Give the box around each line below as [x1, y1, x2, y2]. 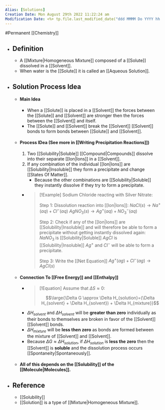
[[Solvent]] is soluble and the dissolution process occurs [27, 345, 143, 351]
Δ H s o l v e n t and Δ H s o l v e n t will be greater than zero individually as [27, 310, 157, 317]
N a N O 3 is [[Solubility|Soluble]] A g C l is [39, 235, 118, 242]
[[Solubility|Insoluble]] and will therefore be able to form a [39, 224, 157, 230]
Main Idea [19, 96, 41, 102]
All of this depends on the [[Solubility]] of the [19, 361, 115, 367]
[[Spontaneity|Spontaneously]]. [27, 350, 91, 356]
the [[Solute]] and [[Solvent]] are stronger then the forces [27, 112, 144, 118]
